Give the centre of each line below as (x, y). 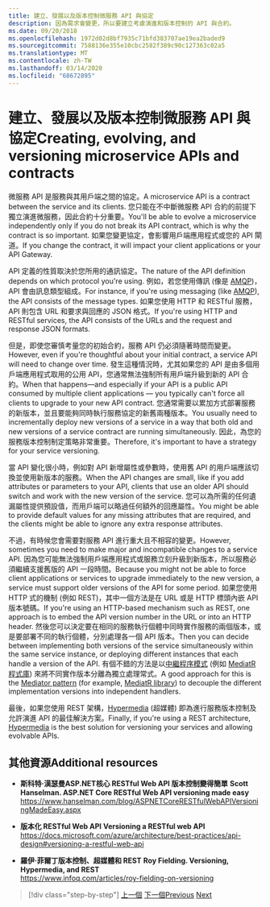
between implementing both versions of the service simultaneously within (131, 645)
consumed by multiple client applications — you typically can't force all (127, 393)
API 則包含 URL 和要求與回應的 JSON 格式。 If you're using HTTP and (123, 311)
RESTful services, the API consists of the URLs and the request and (120, 320)
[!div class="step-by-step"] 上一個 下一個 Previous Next (120, 895)
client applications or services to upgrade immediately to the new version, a (134, 578)
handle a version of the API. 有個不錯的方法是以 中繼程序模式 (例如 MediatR (132, 663)
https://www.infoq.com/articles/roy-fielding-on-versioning (117, 878)
